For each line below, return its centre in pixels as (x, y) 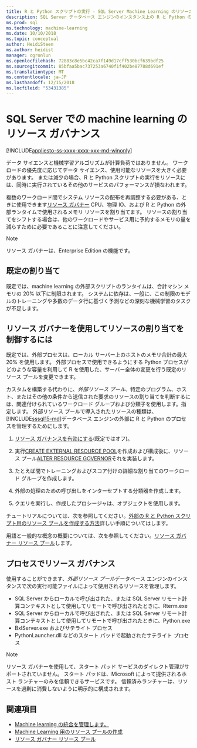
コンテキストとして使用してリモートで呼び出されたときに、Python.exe (105, 621)
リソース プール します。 (46, 543)
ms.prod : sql (22, 22)
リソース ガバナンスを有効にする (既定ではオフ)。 (74, 438)
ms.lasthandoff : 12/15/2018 (40, 83)
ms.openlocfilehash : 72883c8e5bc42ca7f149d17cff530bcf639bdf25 (85, 61)
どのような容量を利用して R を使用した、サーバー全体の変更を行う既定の (94, 370)
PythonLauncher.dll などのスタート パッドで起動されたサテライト (93, 636)
